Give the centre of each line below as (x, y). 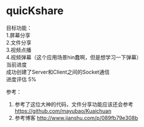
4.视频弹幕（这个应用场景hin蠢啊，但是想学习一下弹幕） (74, 57)
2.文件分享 (19, 42)
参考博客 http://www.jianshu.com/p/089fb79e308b (76, 118)
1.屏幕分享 (18, 35)
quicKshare (35, 11)
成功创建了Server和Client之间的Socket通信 (58, 72)
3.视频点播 (19, 50)
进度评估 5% (21, 79)
